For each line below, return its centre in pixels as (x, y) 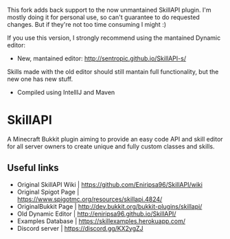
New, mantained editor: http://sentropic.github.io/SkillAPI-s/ (102, 58)
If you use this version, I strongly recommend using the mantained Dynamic (114, 38)
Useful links (33, 168)
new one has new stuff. (40, 79)
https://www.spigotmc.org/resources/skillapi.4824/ (90, 199)
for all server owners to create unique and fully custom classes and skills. (111, 146)
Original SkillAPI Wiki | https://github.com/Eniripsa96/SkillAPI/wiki (110, 184)
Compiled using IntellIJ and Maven (66, 92)
